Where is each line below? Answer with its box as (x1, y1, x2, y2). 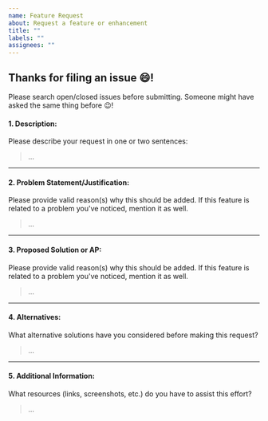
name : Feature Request (8, 11, 84, 20)
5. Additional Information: (8, 372, 96, 381)
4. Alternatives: (8, 313, 61, 322)
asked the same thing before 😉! (8, 100, 114, 110)
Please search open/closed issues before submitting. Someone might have (8, 92, 254, 101)
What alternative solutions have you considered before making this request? (8, 330, 258, 340)
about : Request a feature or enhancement (8, 19, 148, 27)
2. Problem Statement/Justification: (8, 177, 130, 187)
